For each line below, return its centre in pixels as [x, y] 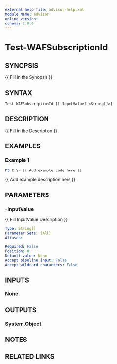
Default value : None [26, 256]
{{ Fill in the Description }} [31, 131]
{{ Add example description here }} [40, 180]
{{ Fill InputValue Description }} [36, 220]
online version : [22, 19]
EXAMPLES [23, 146]
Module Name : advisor [27, 14]
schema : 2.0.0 [20, 23]
